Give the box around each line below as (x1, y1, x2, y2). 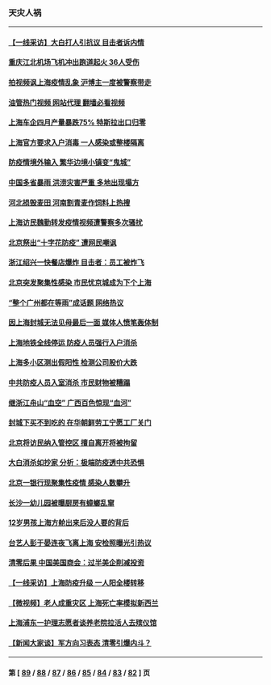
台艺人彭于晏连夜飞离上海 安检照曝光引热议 (8, 538, 152, 548)
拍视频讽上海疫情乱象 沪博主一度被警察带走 (8, 78, 152, 87)
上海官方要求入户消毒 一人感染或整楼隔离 (8, 137, 145, 147)
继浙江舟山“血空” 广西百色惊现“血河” (8, 398, 131, 408)
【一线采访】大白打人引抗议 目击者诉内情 (8, 37, 145, 47)
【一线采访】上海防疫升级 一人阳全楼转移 (8, 577, 145, 587)
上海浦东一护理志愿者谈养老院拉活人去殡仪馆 (8, 618, 157, 628)
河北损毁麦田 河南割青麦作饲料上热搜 (8, 197, 131, 207)
